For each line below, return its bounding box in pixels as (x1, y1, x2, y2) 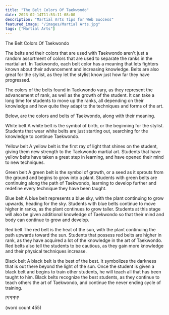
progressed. (5, 77, 31, 83)
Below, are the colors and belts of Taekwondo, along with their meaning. (5, 113, 155, 119)
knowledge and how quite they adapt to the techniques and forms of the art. (5, 103, 164, 109)
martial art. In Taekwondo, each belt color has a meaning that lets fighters (5, 61, 159, 67)
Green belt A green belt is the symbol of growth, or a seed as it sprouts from (5, 169, 164, 176)
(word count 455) (5, 305, 42, 311)
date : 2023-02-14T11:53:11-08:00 (5, 12, 76, 17)
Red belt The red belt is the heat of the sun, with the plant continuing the (5, 227, 156, 233)
